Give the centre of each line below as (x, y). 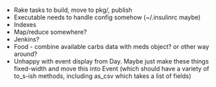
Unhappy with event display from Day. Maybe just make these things (111, 61)
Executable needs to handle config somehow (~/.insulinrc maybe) (107, 17)
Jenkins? (27, 39)
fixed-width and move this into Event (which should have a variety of (111, 69)
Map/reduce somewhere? (50, 32)
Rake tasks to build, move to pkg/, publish (73, 10)
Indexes (25, 25)
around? (26, 54)
